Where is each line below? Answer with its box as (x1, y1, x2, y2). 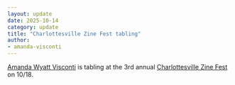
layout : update (7, 10, 53, 18)
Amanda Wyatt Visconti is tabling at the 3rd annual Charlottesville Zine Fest (7, 63, 228, 71)
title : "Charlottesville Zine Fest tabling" (7, 30, 141, 38)
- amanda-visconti (7, 43, 62, 50)
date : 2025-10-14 (7, 17, 59, 24)
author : (7, 37, 31, 44)
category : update (7, 23, 59, 30)
